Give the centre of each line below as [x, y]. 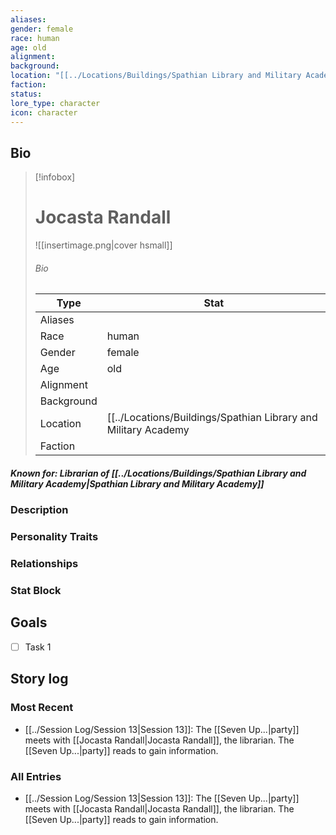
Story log [39, 679]
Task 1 [38, 647]
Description [39, 510]
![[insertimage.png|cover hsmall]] [103, 245]
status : [26, 94]
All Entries [36, 776]
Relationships [44, 564]
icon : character [44, 112]
